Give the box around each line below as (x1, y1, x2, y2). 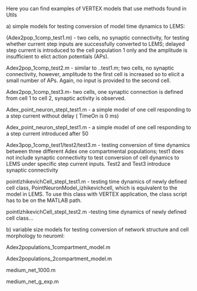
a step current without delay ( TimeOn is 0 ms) (6, 112, 119, 119)
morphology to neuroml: (6, 233, 65, 239)
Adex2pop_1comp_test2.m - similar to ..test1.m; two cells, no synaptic (6, 64, 175, 71)
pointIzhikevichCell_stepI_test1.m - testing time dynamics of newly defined (6, 178, 187, 185)
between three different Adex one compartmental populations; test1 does (6, 148, 184, 155)
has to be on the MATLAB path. (6, 197, 82, 204)
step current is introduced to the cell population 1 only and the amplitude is (6, 47, 188, 54)
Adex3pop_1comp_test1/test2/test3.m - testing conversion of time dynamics (6, 142, 191, 148)
